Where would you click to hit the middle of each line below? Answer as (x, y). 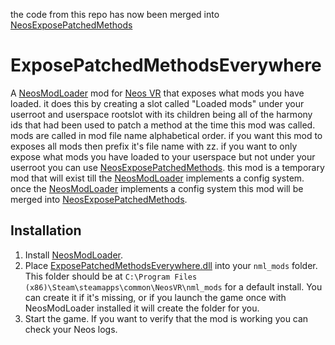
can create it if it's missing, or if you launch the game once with (155, 297)
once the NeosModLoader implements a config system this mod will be (157, 188)
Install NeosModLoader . (74, 255)
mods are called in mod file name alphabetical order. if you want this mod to (166, 135)
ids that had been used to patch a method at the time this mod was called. (163, 125)
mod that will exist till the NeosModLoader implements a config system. (157, 178)
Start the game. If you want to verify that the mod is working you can (166, 318)
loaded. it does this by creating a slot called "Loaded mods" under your (157, 103)
